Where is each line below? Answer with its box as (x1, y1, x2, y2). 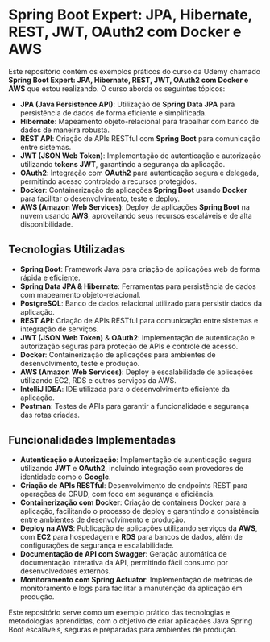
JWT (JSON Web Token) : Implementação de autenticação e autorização (19, 151, 262, 160)
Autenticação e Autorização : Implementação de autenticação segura (19, 454, 252, 465)
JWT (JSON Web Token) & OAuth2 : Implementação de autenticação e (19, 332, 255, 342)
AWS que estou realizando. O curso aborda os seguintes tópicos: (8, 83, 226, 94)
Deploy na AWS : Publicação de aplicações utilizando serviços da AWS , (19, 523, 258, 533)
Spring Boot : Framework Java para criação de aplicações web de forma (19, 264, 260, 273)
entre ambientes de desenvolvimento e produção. (19, 515, 185, 524)
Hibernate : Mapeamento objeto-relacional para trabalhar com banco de (19, 116, 260, 126)
